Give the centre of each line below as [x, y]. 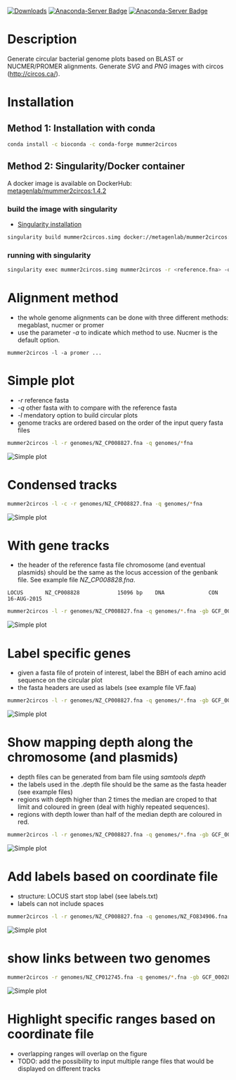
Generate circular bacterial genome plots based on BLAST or [96, 58]
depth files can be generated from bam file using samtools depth [111, 777]
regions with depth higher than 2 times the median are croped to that [117, 800]
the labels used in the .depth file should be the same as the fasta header [122, 784]
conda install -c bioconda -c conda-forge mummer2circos [92, 144]
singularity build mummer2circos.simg [64, 237]
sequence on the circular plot [60, 680]
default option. [39, 340]
